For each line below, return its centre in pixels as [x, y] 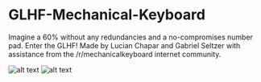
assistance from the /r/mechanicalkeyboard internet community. [115, 54]
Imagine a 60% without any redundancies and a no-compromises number [131, 37]
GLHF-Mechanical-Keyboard [107, 15]
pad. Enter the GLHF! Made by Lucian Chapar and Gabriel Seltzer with [124, 45]
